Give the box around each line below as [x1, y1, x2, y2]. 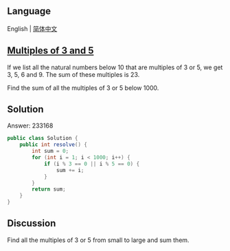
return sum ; [32, 186, 67, 193]
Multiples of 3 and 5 [7, 45, 94, 57]
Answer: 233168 [7, 121, 54, 130]
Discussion [7, 217, 56, 229]
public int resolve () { [19, 141, 88, 148]
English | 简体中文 [7, 24, 58, 33]
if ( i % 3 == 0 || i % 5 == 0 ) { [43, 160, 140, 167]
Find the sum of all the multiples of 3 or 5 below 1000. [7, 84, 159, 92]
